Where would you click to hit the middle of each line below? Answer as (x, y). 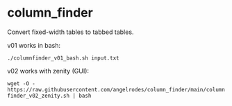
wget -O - (22, 83)
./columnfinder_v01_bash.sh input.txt (63, 58)
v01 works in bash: (34, 45)
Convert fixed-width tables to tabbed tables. (71, 32)
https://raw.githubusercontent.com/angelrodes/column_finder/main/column (116, 89)
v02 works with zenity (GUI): (48, 71)
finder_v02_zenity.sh (39, 96)
